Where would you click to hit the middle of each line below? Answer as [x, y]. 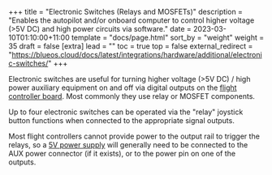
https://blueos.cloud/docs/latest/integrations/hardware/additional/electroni [137, 55]
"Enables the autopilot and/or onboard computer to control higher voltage [132, 20]
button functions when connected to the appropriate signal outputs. [122, 120]
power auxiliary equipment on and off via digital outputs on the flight [123, 87]
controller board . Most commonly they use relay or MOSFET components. [132, 96]
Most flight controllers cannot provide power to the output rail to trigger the [134, 136]
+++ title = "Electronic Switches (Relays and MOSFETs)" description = [126, 12]
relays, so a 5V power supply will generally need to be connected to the [128, 145]
